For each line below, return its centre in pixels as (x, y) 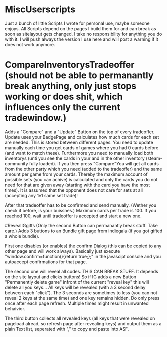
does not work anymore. (30, 44)
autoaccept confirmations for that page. (46, 262)
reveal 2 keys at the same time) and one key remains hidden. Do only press (82, 298)
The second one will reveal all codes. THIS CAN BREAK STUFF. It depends (82, 271)
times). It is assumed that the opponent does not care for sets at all (74, 190)
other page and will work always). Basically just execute (63, 251)
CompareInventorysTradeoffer (70, 65)
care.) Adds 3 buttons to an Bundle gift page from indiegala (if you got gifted (84, 231)
